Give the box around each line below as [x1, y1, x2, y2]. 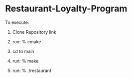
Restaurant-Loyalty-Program [5, 3, 128, 14]
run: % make [12, 58, 39, 64]
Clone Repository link [12, 29, 56, 35]
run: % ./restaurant [12, 68, 51, 74]
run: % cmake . [12, 38, 44, 45]
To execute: [5, 19, 29, 25]
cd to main [12, 48, 34, 54]
